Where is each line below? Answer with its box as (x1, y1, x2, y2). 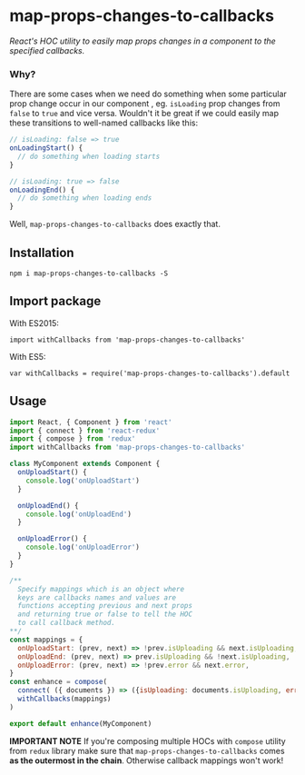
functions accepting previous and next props (17, 601, 193, 611)
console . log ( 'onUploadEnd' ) (25, 510, 132, 519)
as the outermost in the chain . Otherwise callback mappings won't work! (9, 755, 284, 766)
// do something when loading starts (17, 152, 161, 161)
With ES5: (9, 351, 46, 362)
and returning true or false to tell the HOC (17, 610, 193, 619)
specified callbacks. (9, 45, 85, 55)
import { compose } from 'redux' (9, 434, 136, 443)
